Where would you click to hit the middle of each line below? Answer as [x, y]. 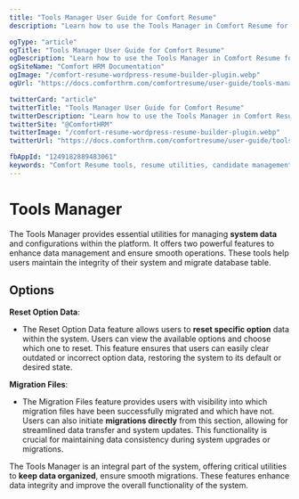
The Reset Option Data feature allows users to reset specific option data [156, 329]
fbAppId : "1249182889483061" [63, 157]
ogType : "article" [43, 42]
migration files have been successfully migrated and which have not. [148, 411]
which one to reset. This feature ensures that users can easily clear [145, 348]
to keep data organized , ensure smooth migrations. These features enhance [149, 475]
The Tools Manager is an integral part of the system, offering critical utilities [148, 466]
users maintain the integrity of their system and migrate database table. [140, 262]
